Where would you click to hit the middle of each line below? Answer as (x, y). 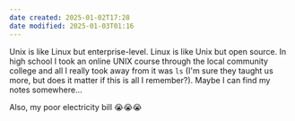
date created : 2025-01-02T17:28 (69, 17)
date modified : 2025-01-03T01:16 (72, 26)
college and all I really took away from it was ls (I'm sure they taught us (141, 70)
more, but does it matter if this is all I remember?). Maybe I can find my (140, 80)
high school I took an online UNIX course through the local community (139, 61)
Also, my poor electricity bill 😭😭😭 (76, 107)
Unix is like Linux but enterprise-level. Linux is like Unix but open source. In (148, 51)
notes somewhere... (46, 90)
